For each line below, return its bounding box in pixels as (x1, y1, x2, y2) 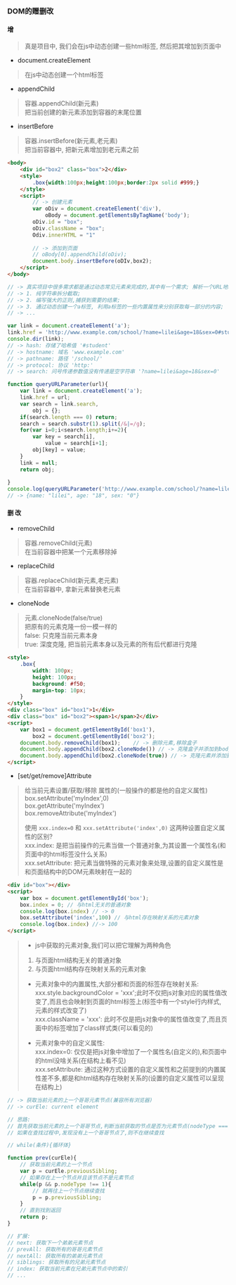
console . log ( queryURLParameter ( (7, 486, 102, 493)
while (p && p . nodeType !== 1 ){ (20, 1181, 112, 1188)
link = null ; (20, 459, 58, 466)
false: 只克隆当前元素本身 (24, 632, 98, 640)
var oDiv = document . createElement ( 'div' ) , (32, 206, 162, 213)
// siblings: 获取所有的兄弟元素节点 (7, 1259, 106, 1266)
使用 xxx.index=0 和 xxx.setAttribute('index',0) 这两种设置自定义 (24, 824, 219, 832)
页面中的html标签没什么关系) (24, 850, 107, 858)
